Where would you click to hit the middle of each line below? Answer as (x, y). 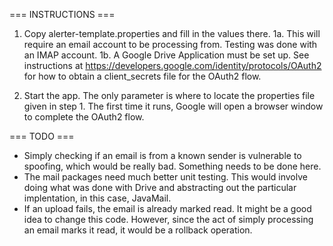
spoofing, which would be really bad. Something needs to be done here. (172, 166)
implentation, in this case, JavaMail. (97, 198)
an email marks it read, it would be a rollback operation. (138, 230)
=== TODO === (42, 136)
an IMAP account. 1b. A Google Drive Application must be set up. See (166, 55)
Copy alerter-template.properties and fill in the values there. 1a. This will (172, 33)
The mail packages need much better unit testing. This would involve (165, 177)
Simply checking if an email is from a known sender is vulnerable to (162, 155)
